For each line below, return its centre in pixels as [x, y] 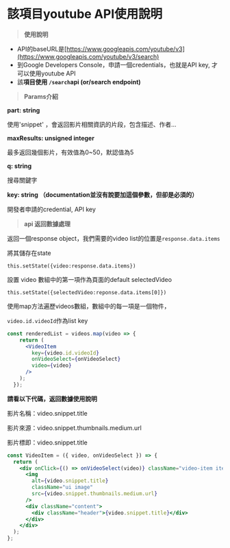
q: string [20, 166]
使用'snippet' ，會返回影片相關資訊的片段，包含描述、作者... [92, 124]
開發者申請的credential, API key [51, 209]
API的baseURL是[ [42, 49]
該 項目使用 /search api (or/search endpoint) [79, 82]
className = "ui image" [63, 488]
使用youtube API [52, 73]
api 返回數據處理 [47, 224]
